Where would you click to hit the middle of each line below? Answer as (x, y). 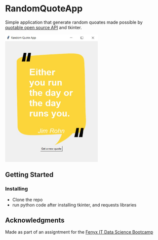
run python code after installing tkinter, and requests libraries (74, 205)
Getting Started (29, 175)
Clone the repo (27, 200)
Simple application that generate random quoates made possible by (74, 22)
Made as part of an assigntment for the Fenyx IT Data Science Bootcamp (79, 232)
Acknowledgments (35, 221)
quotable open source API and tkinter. (44, 27)
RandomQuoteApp (44, 9)
